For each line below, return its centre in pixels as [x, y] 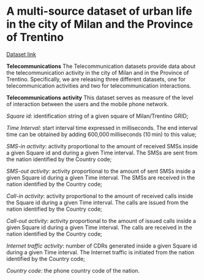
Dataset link [21, 54]
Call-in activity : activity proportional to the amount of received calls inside [100, 196]
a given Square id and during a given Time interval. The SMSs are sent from [102, 153]
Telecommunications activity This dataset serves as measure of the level [100, 97]
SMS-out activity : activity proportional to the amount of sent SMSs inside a [101, 171]
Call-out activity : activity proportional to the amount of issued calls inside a [101, 221]
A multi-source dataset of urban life [99, 11]
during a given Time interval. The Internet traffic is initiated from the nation [100, 252]
